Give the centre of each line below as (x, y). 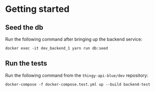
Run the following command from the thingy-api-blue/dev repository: (77, 75)
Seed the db (24, 27)
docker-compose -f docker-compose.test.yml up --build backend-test (78, 84)
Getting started (37, 9)
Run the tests (26, 64)
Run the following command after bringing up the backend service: (74, 39)
